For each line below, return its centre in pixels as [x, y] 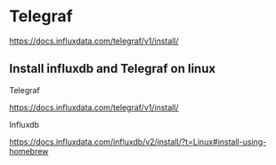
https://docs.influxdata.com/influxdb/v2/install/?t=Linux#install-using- [138, 141]
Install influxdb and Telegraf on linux [113, 69]
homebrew [29, 151]
